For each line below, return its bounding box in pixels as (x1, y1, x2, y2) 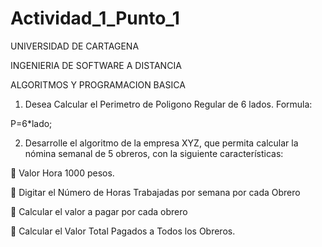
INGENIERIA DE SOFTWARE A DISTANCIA (10, 59, 182, 71)
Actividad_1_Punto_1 (10, 7, 180, 30)
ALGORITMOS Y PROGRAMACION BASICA (10, 78, 186, 91)
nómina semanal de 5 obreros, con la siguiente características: (24, 147, 284, 159)
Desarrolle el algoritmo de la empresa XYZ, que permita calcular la (24, 137, 299, 149)
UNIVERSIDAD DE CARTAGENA (10, 40, 140, 52)
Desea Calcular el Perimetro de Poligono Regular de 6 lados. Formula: (24, 98, 313, 110)
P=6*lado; (10, 117, 53, 129)
